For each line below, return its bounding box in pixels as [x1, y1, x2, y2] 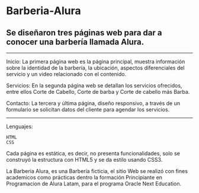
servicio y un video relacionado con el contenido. [6, 71, 126, 77]
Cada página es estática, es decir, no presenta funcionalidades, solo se [6, 150, 181, 157]
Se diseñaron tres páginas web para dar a [6, 28, 162, 38]
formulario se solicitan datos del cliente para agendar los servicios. [6, 106, 170, 113]
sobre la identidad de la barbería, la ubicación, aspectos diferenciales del [6, 64, 185, 71]
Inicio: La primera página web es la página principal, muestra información [6, 58, 185, 65]
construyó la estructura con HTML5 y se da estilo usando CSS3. [6, 156, 163, 163]
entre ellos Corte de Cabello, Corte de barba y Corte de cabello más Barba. [6, 89, 190, 95]
